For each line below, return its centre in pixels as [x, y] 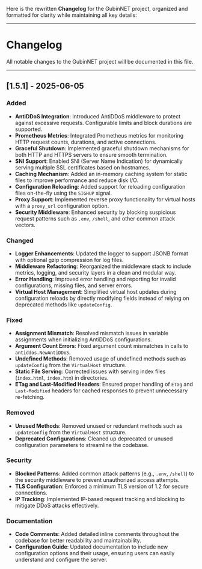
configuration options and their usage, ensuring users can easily [95, 553]
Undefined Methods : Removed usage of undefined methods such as [100, 359]
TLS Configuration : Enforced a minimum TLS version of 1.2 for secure [102, 486]
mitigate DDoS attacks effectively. [57, 505]
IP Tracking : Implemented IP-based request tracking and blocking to [100, 499]
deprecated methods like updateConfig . [63, 304]
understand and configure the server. [61, 560]
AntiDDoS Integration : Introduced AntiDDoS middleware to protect [98, 116]
